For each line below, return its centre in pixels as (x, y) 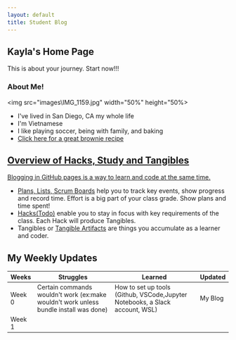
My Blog (212, 298)
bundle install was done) (73, 309)
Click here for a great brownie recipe (71, 138)
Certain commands (65, 287)
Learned (154, 277)
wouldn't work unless (68, 302)
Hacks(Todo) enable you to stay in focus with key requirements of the (118, 213)
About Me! (26, 87)
